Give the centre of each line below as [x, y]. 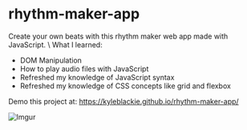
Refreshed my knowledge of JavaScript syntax [97, 77]
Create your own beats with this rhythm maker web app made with [118, 36]
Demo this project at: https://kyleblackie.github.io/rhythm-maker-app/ [123, 101]
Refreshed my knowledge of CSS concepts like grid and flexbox [125, 86]
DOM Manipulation [51, 60]
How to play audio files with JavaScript [84, 68]
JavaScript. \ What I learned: [55, 44]
